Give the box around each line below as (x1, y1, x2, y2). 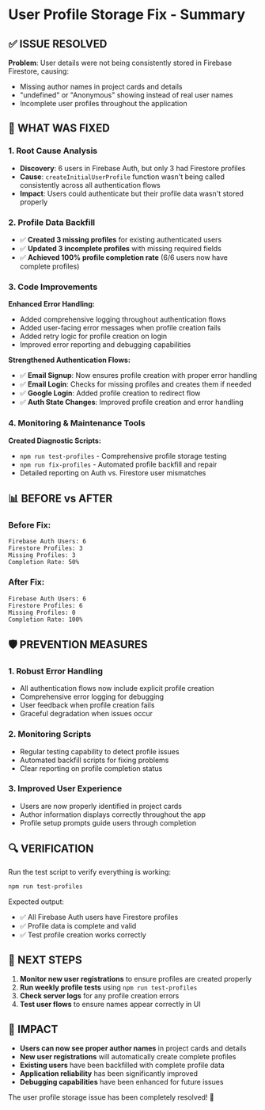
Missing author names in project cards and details (19, 82, 183, 91)
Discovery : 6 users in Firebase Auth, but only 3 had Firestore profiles (19, 163, 246, 173)
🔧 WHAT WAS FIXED (8, 121, 111, 135)
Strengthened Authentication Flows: (8, 355, 131, 365)
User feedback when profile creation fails (19, 700, 155, 710)
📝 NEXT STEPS (8, 953, 82, 967)
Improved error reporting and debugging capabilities (19, 340, 191, 349)
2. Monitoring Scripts (8, 729, 92, 740)
